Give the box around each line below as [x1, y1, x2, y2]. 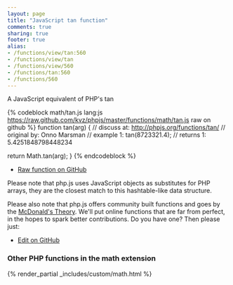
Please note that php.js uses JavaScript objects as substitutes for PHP [7, 179, 211, 187]
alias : [7, 43, 27, 50]
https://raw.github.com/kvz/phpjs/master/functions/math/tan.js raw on [7, 116, 211, 124]
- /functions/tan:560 [7, 69, 71, 76]
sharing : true [7, 29, 49, 37]
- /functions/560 [7, 75, 58, 83]
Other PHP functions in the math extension [7, 253, 157, 263]
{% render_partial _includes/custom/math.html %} [7, 270, 152, 278]
